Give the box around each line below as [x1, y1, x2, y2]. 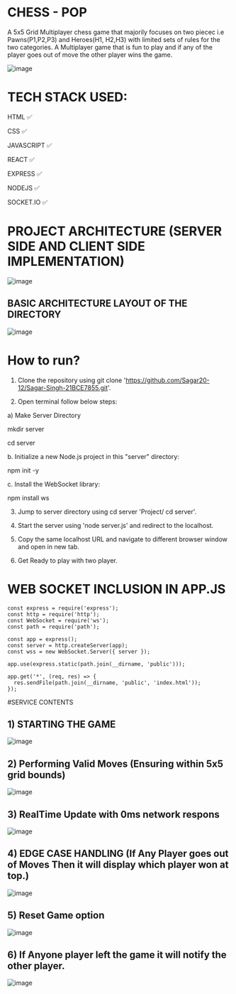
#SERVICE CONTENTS [7, 698, 74, 706]
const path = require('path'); [7, 623, 100, 630]
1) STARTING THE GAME [7, 718, 116, 730]
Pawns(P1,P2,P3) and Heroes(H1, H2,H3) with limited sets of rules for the [7, 35, 221, 43]
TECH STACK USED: [7, 90, 128, 105]
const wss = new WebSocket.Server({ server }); [7, 648, 151, 655]
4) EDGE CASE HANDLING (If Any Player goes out [7, 848, 229, 860]
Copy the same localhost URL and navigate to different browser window [17, 534, 228, 544]
